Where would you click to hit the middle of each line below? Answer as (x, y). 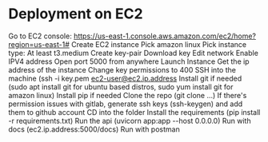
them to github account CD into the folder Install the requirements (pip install (134, 112)
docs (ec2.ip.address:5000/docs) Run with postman (94, 129)
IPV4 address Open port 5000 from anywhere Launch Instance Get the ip (129, 61)
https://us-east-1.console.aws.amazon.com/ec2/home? (164, 36)
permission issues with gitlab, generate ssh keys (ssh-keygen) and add (126, 104)
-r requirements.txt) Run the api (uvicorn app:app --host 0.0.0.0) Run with (130, 120)
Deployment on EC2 (76, 14)
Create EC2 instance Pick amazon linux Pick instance (159, 44)
